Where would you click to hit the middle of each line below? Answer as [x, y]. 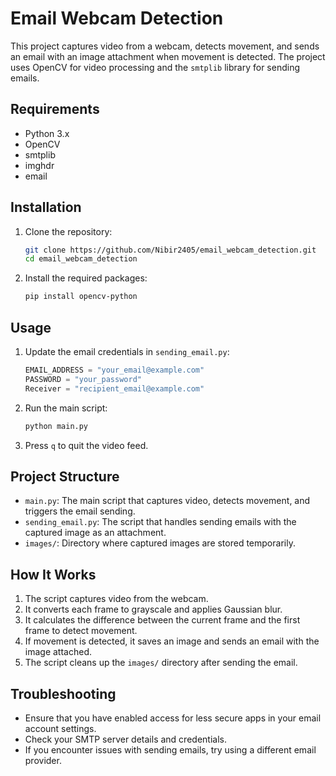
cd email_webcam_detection [81, 259]
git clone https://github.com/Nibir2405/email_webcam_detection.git [170, 250]
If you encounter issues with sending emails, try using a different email [170, 749]
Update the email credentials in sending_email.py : [127, 351]
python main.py [56, 426]
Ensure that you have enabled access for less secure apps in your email [173, 718]
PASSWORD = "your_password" [83, 379]
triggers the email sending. [80, 511]
